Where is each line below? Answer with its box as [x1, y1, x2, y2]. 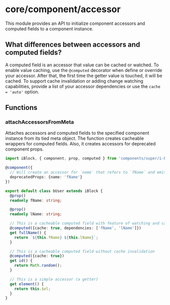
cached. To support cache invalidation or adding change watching [5, 78, 143, 84]
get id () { [10, 258, 33, 263]
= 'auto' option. [5, 89, 39, 95]
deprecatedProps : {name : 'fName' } [10, 175, 82, 180]
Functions [5, 103, 38, 112]
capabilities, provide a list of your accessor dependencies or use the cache [5, 83, 161, 89]
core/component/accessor [5, 4, 121, 15]
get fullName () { [10, 230, 47, 235]
